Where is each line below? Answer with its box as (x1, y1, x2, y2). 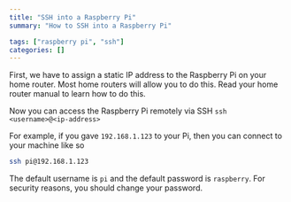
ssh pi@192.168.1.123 (9, 157, 89, 167)
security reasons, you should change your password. (9, 183, 203, 193)
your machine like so (9, 140, 85, 151)
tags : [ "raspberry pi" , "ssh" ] (9, 37, 125, 46)
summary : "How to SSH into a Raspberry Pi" (9, 21, 172, 30)
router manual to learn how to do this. (9, 89, 146, 99)
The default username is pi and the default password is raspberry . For (9, 174, 265, 184)
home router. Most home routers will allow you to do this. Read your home (9, 79, 279, 89)
